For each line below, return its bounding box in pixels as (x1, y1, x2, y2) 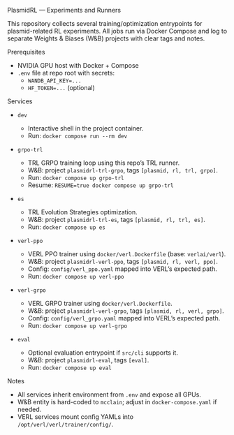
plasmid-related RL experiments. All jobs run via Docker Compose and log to (7, 27, 228, 35)
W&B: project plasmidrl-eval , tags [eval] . (27, 356, 149, 364)
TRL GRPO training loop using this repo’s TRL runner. (27, 158, 180, 167)
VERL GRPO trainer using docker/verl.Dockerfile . (27, 300, 173, 307)
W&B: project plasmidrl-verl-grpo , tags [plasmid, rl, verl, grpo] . (27, 307, 225, 315)
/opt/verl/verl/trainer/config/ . (17, 420, 114, 428)
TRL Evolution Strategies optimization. (27, 208, 138, 216)
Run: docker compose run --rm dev (27, 132, 128, 140)
